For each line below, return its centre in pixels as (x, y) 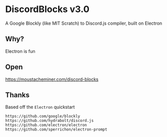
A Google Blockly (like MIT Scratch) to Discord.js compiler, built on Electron (84, 23)
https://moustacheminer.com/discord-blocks (52, 79)
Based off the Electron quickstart (40, 107)
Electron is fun (20, 51)
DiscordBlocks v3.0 (47, 9)
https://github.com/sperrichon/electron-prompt (56, 129)
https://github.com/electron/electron (46, 125)
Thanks (17, 95)
